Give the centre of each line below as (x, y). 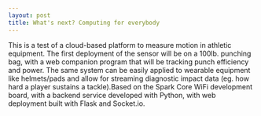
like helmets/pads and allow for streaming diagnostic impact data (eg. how (129, 78)
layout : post (29, 15)
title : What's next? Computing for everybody (84, 23)
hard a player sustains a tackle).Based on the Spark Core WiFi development (130, 86)
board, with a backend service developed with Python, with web (112, 95)
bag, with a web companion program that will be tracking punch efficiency (129, 62)
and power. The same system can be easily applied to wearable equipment (129, 70)
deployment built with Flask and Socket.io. (77, 103)
